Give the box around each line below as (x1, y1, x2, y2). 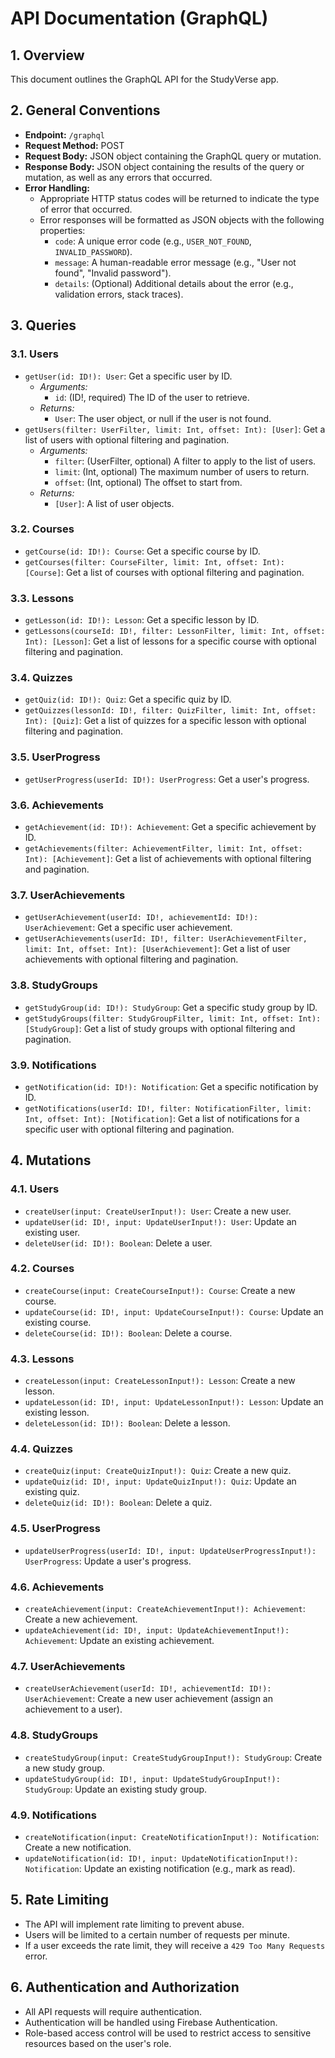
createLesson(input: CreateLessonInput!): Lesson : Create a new (24, 1375, 296, 1387)
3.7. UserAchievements (10, 888, 126, 902)
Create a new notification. (24, 1841, 132, 1853)
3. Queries (10, 317, 77, 334)
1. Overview (10, 47, 85, 64)
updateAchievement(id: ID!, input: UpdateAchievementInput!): (24, 1626, 290, 1636)
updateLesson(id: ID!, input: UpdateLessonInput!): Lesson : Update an (24, 1396, 324, 1408)
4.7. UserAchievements (10, 1659, 126, 1673)
